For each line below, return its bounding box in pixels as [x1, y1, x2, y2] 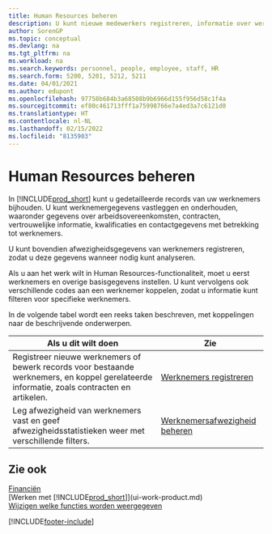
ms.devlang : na [8, 42, 60, 50]
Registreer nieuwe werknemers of [12, 351, 142, 362]
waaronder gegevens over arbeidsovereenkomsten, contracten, [8, 211, 221, 221]
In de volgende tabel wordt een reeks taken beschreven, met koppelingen [8, 309, 254, 320]
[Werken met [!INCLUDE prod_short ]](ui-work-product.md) [8, 493, 203, 502]
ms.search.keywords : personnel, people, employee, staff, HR [8, 65, 219, 73]
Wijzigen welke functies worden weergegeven [8, 501, 163, 511]
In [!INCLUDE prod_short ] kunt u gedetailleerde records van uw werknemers [8, 193, 261, 203]
